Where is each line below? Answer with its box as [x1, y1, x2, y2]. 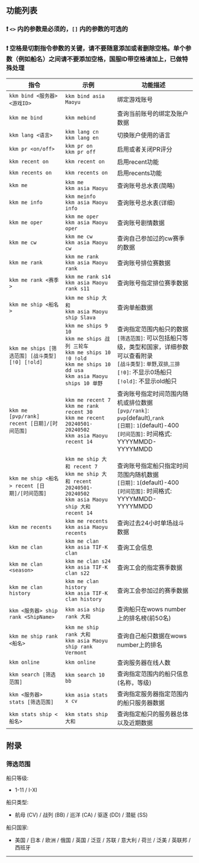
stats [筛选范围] [9, 698, 54, 705]
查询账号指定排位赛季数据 [117, 279, 188, 287]
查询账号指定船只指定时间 [117, 461, 188, 470]
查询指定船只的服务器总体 [117, 710, 188, 718]
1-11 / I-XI [14, 786, 37, 793]
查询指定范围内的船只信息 [117, 669, 188, 678]
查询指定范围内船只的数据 [117, 325, 188, 333]
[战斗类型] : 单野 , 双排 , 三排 [117, 359, 181, 367]
